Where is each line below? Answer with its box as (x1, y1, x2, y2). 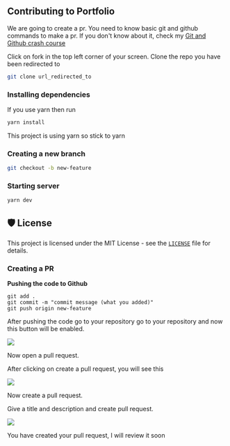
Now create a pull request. (7, 391, 83, 399)
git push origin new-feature (7, 305, 92, 312)
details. (7, 246, 28, 255)
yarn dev (7, 197, 33, 204)
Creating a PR (7, 264, 54, 273)
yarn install (7, 118, 45, 126)
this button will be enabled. (7, 325, 85, 333)
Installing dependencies (7, 90, 90, 99)
